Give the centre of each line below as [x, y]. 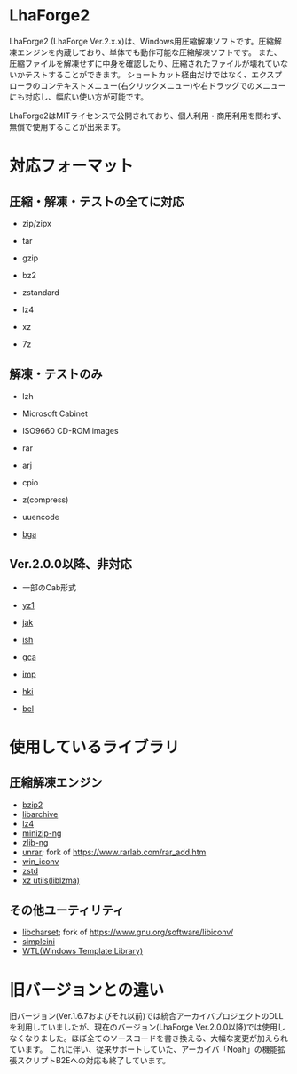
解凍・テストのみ [56, 374]
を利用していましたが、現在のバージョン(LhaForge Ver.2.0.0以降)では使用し [147, 1027]
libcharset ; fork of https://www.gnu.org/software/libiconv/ [127, 932]
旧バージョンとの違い [87, 990]
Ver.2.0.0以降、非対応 [70, 564]
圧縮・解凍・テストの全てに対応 [97, 201]
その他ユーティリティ [67, 910]
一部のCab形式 [49, 587]
